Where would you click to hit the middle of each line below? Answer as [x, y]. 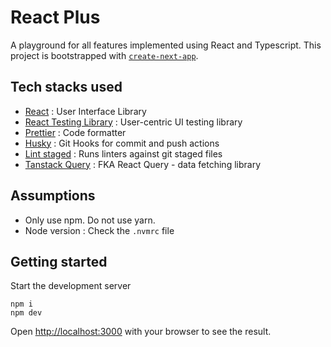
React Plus [55, 17]
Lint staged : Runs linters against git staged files [123, 153]
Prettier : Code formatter [75, 132]
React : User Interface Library [85, 111]
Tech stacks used [66, 87]
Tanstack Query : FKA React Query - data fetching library [143, 164]
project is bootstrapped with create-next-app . [104, 55]
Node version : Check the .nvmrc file [99, 230]
